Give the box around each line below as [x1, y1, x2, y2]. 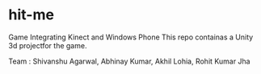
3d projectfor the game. [8, 40, 87, 50]
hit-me [8, 6, 55, 24]
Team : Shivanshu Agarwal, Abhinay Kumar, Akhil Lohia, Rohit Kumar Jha [8, 56, 250, 66]
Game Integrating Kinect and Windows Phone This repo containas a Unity [8, 32, 254, 42]
